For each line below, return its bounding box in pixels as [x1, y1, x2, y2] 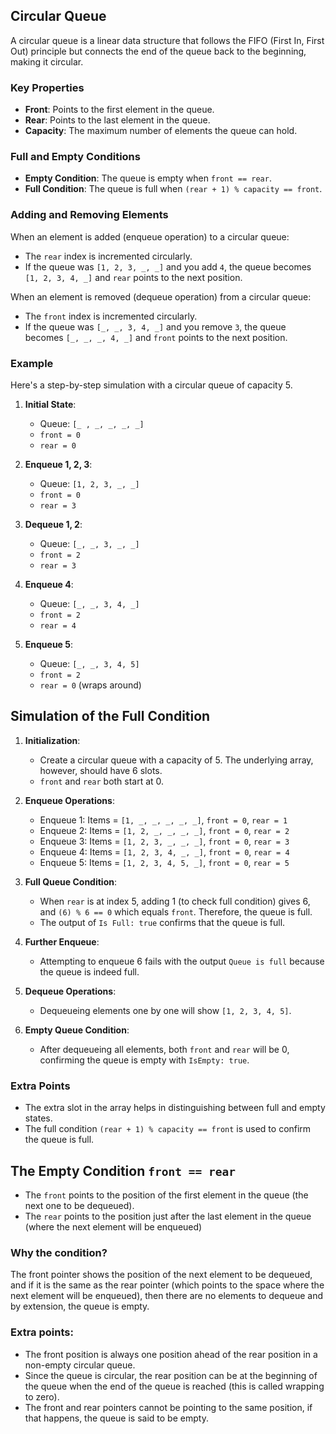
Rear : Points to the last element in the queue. [24, 114, 211, 126]
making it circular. [10, 55, 84, 68]
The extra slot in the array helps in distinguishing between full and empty [24, 1102, 326, 1114]
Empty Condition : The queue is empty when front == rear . [24, 172, 272, 184]
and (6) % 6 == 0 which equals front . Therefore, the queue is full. [39, 905, 313, 918]
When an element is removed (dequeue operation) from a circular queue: [10, 290, 312, 303]
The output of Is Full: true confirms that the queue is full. [39, 916, 286, 928]
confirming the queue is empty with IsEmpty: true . [39, 1054, 250, 1066]
